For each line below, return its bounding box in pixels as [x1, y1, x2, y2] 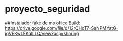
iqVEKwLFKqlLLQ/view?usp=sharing [5, 30, 79, 36]
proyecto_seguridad [5, 3, 90, 15]
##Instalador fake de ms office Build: [5, 20, 81, 26]
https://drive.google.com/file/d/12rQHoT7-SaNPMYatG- [5, 25, 118, 31]
